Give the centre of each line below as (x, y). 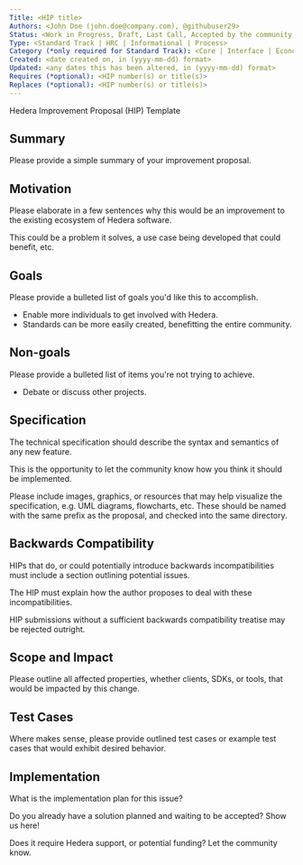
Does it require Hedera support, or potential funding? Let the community (143, 842)
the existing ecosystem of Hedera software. (91, 220)
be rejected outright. (47, 629)
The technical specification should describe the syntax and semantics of (144, 442)
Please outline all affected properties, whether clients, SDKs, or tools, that (147, 679)
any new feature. (41, 451)
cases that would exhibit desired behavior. (88, 749)
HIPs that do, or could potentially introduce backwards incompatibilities (142, 566)
